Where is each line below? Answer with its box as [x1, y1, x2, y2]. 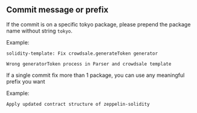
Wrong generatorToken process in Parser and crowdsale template [6, 61, 172, 67]
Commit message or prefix [6, 5, 109, 15]
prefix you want [6, 78, 45, 85]
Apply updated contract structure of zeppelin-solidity [6, 101, 150, 107]
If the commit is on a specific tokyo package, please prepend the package [6, 20, 191, 28]
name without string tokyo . [6, 27, 73, 34]
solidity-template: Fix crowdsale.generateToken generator [6, 50, 158, 56]
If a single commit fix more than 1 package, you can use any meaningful [6, 72, 185, 79]
